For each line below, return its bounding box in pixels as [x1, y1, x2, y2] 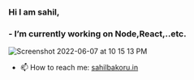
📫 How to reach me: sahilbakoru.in [19, 63, 139, 73]
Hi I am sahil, [8, 6, 60, 18]
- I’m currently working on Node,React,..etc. [8, 27, 187, 39]
